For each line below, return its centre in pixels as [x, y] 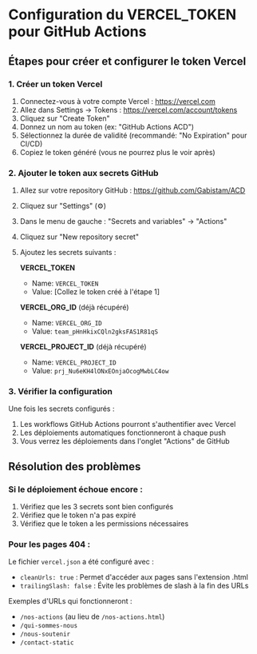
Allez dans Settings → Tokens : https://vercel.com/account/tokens [128, 110]
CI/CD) [31, 144]
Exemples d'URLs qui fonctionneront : [71, 601]
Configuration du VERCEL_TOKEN [123, 15]
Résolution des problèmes [75, 467]
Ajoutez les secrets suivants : [68, 253]
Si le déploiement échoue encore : [76, 489]
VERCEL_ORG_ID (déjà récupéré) [74, 307]
